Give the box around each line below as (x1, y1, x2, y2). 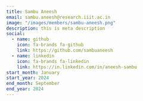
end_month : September (6, 81, 60, 87)
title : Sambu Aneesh (6, 8, 58, 15)
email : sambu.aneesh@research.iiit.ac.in (6, 14, 111, 20)
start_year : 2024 (6, 75, 49, 81)
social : (6, 31, 26, 37)
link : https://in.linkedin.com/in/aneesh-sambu (17, 64, 137, 70)
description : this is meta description (6, 25, 105, 31)
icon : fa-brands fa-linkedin (17, 58, 89, 64)
